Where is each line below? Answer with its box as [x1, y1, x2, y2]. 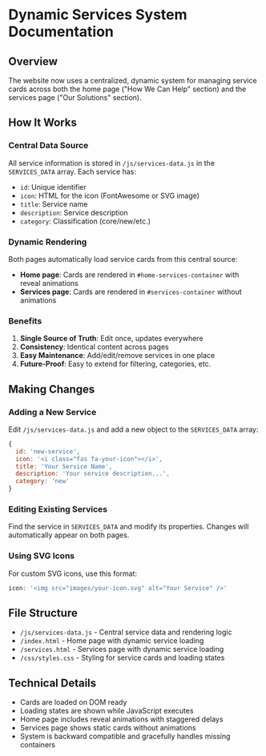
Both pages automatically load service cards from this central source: [8, 254, 238, 263]
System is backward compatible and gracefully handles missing [19, 731, 231, 742]
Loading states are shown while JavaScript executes [19, 706, 194, 716]
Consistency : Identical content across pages [19, 342, 170, 352]
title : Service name [19, 199, 88, 209]
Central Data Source [8, 140, 89, 151]
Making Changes [8, 382, 95, 396]
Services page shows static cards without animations [19, 723, 196, 733]
